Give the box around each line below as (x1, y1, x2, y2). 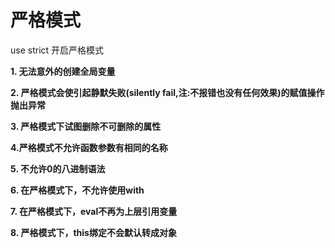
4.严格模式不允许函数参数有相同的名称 (10, 141, 168, 153)
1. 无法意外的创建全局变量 (10, 65, 116, 77)
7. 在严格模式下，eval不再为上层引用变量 (10, 205, 178, 217)
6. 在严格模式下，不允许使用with (10, 184, 145, 196)
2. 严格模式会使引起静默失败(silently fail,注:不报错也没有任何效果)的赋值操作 (10, 86, 325, 98)
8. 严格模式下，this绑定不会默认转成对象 (10, 226, 177, 238)
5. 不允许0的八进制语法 (10, 162, 106, 175)
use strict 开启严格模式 (10, 44, 105, 56)
